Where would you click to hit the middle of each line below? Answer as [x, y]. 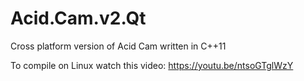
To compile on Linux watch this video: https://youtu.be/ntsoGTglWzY [152, 65]
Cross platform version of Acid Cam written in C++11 [118, 46]
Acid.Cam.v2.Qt [78, 18]
